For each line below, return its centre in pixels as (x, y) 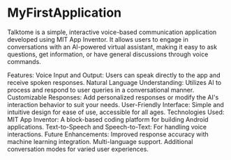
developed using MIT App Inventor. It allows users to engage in (98, 39)
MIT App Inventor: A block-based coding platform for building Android (108, 119)
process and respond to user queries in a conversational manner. (101, 90)
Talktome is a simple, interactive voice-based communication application (112, 32)
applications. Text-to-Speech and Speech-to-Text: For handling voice (107, 127)
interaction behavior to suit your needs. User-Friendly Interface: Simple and (116, 104)
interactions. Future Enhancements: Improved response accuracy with (108, 134)
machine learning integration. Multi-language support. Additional (100, 141)
